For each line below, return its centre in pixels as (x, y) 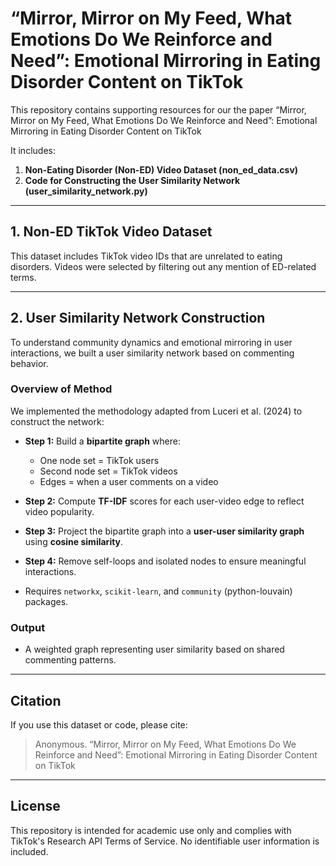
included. (29, 851)
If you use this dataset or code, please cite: (99, 724)
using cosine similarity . (74, 541)
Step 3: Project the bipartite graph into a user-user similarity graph (164, 531)
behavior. (29, 363)
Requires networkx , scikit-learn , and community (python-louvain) (158, 591)
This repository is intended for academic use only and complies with (151, 830)
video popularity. (59, 511)
